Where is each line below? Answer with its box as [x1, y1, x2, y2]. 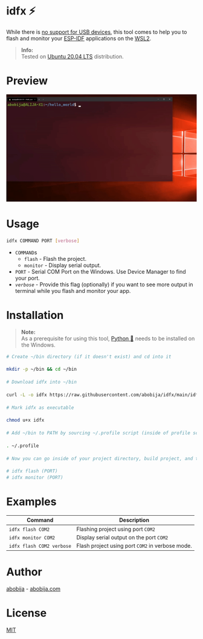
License [6, 606, 47, 620]
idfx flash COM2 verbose [8, 544, 71, 550]
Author [6, 565, 42, 579]
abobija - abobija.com [6, 585, 61, 592]
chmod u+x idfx [6, 417, 45, 423]
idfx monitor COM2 [8, 535, 56, 541]
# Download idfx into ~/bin [6, 379, 77, 385]
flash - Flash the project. [24, 255, 86, 262]
